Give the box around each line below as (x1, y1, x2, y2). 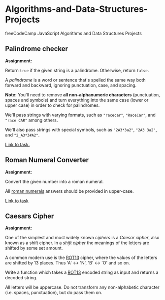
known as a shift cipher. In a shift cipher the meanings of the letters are (5, 240, 149, 246)
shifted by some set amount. (5, 245, 63, 251)
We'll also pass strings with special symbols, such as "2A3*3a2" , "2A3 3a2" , (5, 127, 157, 132)
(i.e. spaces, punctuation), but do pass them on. (5, 290, 102, 296)
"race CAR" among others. (5, 117, 58, 123)
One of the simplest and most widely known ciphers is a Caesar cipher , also (5, 235, 160, 241)
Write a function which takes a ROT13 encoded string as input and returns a (5, 269, 159, 275)
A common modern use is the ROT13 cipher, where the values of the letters (5, 255, 158, 260)
